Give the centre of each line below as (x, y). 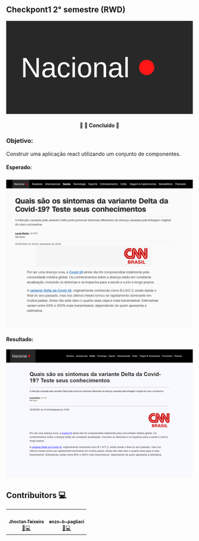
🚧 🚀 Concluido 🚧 (99, 125)
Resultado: (20, 339)
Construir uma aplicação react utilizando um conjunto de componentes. (94, 154)
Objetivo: (20, 141)
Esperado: (19, 167)
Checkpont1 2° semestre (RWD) (66, 10)
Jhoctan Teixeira (26, 521)
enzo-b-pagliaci (67, 521)
